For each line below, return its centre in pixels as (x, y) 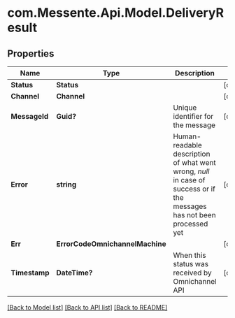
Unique (185, 108)
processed (191, 224)
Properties (31, 53)
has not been (194, 215)
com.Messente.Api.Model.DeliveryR (116, 13)
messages (190, 206)
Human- (187, 136)
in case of (189, 180)
